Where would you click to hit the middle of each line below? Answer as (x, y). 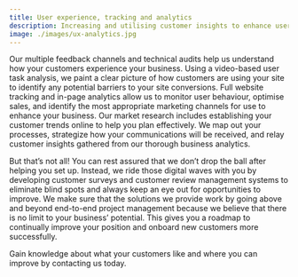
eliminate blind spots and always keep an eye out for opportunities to (135, 190)
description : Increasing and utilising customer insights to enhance (141, 26)
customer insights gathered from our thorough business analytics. (130, 144)
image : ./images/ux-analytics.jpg (73, 34)
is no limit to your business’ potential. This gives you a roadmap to (130, 218)
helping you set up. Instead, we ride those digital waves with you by (133, 170)
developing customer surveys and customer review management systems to (149, 180)
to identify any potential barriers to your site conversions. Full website (137, 87)
